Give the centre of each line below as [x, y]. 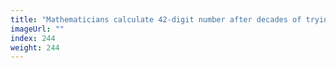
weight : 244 [35, 47]
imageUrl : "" [37, 29]
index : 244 [33, 38]
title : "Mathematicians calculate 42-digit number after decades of [156, 19]
